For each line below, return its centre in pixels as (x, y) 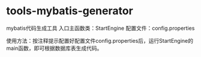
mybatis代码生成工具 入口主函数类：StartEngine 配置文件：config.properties (100, 28)
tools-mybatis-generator (70, 11)
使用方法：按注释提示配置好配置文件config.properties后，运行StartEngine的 (100, 40)
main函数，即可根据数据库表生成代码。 (54, 48)
